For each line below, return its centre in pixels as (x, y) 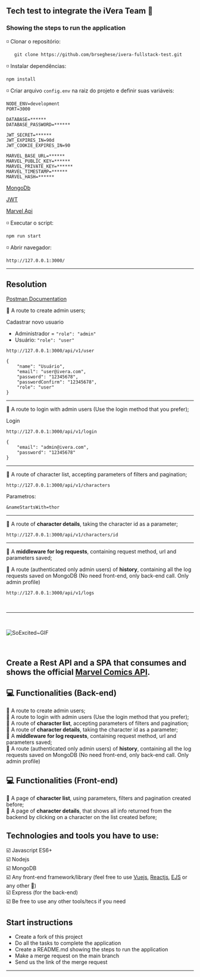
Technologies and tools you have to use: (82, 835)
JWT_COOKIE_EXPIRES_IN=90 (38, 145)
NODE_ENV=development (33, 104)
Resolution (26, 285)
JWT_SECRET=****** (29, 135)
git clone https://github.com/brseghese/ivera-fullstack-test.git (98, 54)
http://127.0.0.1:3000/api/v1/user (50, 351)
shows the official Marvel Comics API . (78, 672)
